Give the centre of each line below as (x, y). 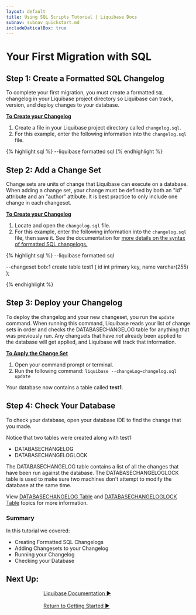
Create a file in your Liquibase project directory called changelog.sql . (98, 128)
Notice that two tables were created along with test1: (69, 437)
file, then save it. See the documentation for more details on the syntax (100, 238)
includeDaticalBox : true (36, 28)
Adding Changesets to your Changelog (61, 548)
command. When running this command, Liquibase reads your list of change (98, 323)
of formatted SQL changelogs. (51, 244)
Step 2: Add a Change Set (54, 170)
